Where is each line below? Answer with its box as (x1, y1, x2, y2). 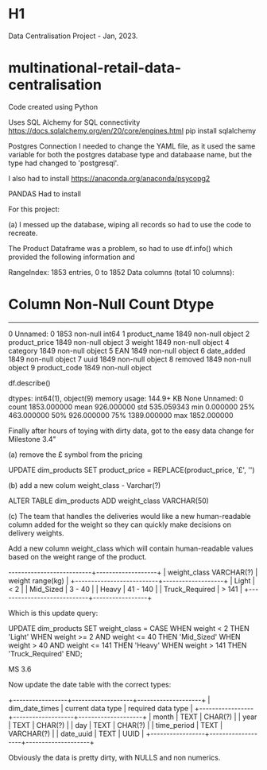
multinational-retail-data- (8, 59, 181, 77)
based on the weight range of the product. (8, 551, 147, 561)
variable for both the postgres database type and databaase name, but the (8, 149, 253, 159)
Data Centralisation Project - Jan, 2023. (8, 31, 138, 41)
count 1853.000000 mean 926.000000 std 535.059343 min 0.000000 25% (8, 402, 256, 412)
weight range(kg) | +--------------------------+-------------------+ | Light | (8, 575, 256, 585)
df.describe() (8, 378, 51, 388)
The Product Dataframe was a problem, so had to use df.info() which (8, 243, 233, 253)
